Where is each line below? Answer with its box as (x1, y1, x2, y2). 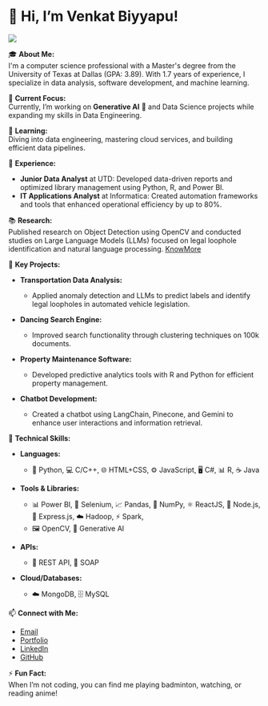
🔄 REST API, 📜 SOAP (31, 557, 100, 567)
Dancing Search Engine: (19, 314, 102, 324)
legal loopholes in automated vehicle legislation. (31, 299, 190, 309)
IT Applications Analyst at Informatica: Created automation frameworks (19, 191, 258, 200)
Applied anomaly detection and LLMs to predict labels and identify (31, 290, 250, 300)
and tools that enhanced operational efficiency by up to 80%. (19, 200, 222, 209)
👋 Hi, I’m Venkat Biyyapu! (8, 7, 178, 26)
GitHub (19, 652, 44, 662)
